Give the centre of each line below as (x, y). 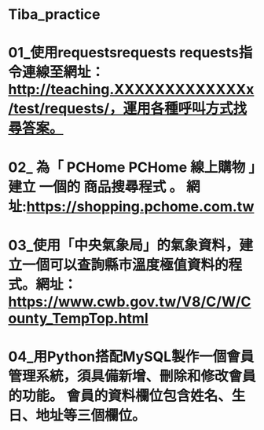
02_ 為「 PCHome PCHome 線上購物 (127, 167)
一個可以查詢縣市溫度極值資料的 (126, 265)
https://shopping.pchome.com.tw (140, 206)
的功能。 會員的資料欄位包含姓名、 (120, 396)
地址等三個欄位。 (91, 415)
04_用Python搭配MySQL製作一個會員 (131, 357)
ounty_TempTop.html (78, 318)
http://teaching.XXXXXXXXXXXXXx (131, 90)
